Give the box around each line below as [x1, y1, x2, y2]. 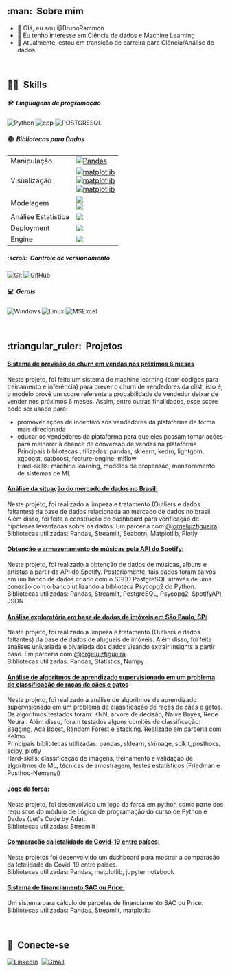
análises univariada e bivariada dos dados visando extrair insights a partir [7, 643, 215, 651]
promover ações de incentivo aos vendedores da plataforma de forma [16, 417, 216, 426]
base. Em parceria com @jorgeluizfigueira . [7, 650, 128, 659]
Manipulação [10, 156, 53, 166]
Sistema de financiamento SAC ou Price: [7, 883, 125, 891]
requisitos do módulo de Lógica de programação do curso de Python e [7, 807, 207, 816]
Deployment [10, 223, 50, 233]
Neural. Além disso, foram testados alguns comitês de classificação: [7, 718, 201, 726]
